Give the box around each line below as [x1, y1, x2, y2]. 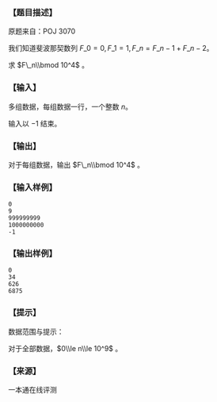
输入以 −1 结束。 [8, 118, 62, 128]
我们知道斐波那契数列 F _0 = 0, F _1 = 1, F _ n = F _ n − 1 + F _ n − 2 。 [8, 44, 214, 53]
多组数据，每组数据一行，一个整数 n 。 [8, 102, 133, 111]
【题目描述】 [8, 6, 58, 17]
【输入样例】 [8, 181, 58, 192]
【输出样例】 [8, 248, 58, 259]
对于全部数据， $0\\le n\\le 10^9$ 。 [8, 343, 123, 353]
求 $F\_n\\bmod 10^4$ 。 [8, 60, 89, 70]
